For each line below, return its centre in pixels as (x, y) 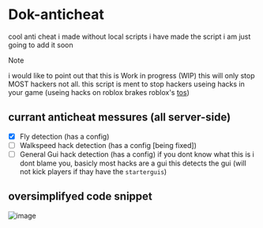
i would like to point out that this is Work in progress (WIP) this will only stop (131, 75)
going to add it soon (41, 44)
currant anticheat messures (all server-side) (120, 118)
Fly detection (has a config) (64, 136)
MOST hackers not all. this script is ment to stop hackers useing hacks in (126, 84)
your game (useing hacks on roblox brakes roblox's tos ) (99, 92)
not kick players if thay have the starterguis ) (93, 171)
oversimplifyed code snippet (80, 197)
